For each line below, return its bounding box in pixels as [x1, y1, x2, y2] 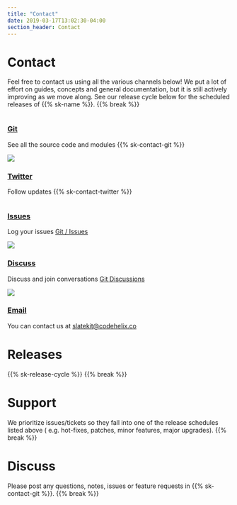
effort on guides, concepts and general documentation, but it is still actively [7, 85, 228, 94]
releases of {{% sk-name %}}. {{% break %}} [7, 100, 140, 109]
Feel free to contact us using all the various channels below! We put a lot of [7, 77, 227, 86]
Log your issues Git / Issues [7, 228, 88, 236]
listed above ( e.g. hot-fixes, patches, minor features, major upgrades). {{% [7, 426, 227, 434]
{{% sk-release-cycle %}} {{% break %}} [7, 370, 127, 378]
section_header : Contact [7, 23, 81, 30]
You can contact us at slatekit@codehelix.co [7, 321, 137, 330]
